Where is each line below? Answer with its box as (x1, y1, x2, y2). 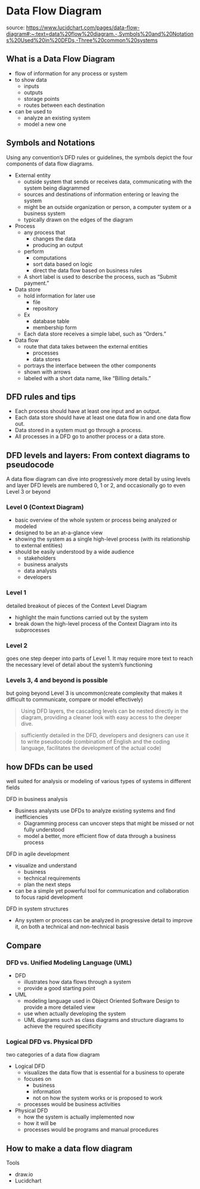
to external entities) (14, 542, 63, 549)
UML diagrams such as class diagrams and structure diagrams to (23, 1016, 184, 1023)
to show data (14, 76, 47, 83)
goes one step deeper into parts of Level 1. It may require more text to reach (6, 655, 193, 662)
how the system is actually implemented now (23, 1113, 135, 1120)
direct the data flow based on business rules (32, 267, 142, 274)
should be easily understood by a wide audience (14, 548, 134, 556)
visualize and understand (14, 862, 77, 869)
